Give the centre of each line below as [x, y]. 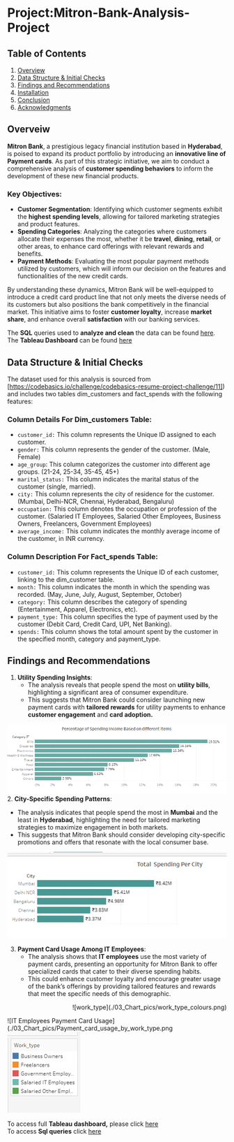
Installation [33, 93]
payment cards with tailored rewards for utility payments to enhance [126, 707]
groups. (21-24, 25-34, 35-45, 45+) [68, 472]
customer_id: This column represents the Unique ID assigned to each [117, 435]
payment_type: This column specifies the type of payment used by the [117, 616]
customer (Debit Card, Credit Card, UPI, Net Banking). [94, 624]
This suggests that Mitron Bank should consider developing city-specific [121, 835]
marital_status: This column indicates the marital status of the [108, 479]
